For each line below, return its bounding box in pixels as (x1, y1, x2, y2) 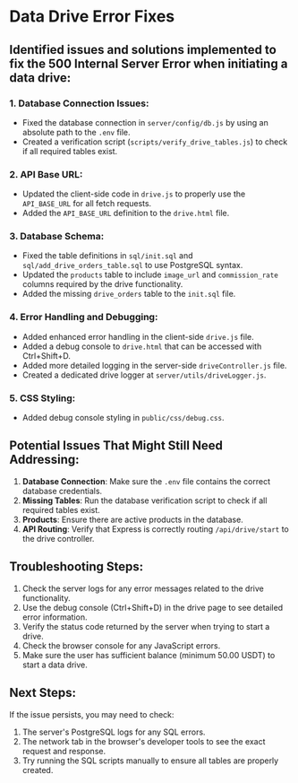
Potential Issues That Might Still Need (9, 438, 224, 454)
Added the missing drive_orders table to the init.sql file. (21, 289, 236, 300)
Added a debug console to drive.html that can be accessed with (21, 341, 262, 352)
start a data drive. (21, 659, 88, 670)
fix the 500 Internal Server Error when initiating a (9, 56, 288, 71)
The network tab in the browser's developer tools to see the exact (21, 735, 266, 746)
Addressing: (9, 452, 80, 467)
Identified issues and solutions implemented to (9, 42, 277, 57)
